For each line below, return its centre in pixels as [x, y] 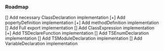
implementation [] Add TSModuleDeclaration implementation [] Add [74, 38]
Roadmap [17, 7]
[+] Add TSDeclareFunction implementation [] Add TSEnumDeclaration [77, 33]
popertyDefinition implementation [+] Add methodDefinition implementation [82, 23]
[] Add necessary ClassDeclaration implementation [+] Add [65, 18]
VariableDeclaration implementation [41, 44]
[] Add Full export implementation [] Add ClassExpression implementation [80, 28]
